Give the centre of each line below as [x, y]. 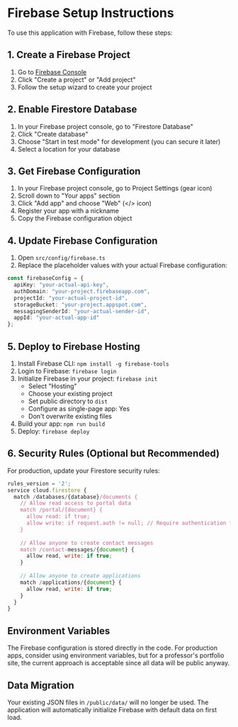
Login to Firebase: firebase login [67, 371]
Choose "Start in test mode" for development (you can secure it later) [119, 141]
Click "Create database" [53, 134]
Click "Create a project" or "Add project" [76, 79]
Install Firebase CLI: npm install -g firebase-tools [93, 363]
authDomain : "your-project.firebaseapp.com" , [82, 291]
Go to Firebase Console [52, 72]
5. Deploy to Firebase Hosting [74, 346]
